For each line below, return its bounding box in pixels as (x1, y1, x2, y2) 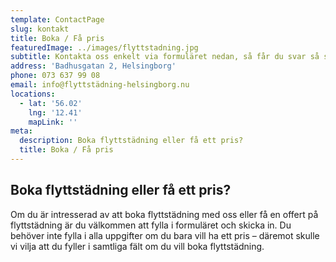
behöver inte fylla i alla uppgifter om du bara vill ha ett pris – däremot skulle (10, 229, 320, 241)
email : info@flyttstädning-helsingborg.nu (10, 80, 190, 90)
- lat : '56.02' (19, 98, 83, 108)
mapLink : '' (28, 117, 78, 127)
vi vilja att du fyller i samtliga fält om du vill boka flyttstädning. (10, 240, 265, 252)
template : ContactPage (10, 14, 105, 25)
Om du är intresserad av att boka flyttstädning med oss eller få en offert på (10, 208, 319, 220)
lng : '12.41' (28, 107, 83, 118)
